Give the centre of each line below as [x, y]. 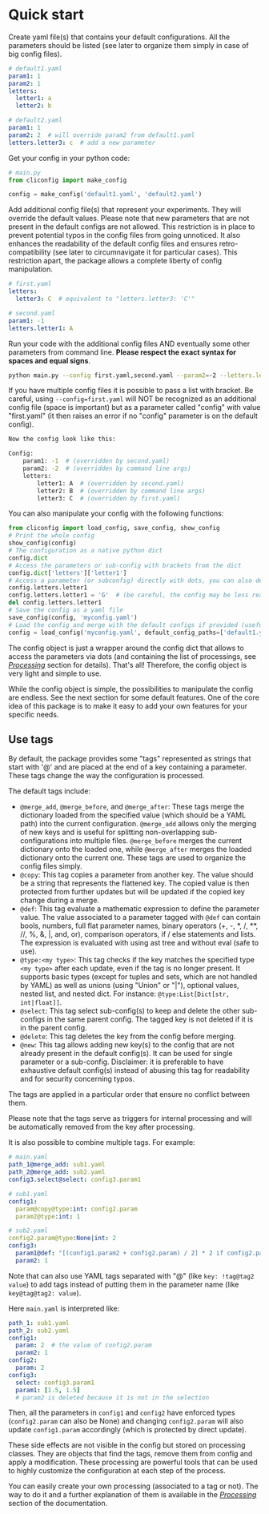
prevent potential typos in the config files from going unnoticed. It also [124, 235]
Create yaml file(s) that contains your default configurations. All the [119, 37]
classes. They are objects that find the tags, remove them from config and [130, 1454]
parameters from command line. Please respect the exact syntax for [122, 352]
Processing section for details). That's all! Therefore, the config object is [127, 665]
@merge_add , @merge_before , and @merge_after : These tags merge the [132, 807]
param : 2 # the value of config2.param [84, 1345]
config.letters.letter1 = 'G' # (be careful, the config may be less [128, 595]
